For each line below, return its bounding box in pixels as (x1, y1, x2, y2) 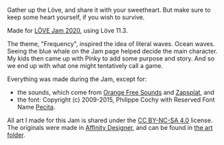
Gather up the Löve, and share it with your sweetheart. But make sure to (7, 6, 211, 14)
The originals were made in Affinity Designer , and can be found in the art (7, 124, 213, 131)
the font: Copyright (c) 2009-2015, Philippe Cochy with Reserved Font (16, 96, 215, 104)
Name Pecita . (16, 103, 56, 111)
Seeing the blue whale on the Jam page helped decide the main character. (7, 47, 218, 55)
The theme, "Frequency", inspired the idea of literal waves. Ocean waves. (7, 40, 215, 47)
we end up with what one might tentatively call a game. (7, 62, 164, 69)
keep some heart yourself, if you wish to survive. (7, 13, 145, 21)
